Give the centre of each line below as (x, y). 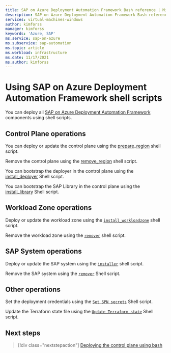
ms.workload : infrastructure (36, 52)
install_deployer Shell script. (35, 176)
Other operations (33, 290)
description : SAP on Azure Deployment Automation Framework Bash (76, 15)
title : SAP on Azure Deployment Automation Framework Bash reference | (83, 10)
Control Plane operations (46, 134)
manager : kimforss (25, 29)
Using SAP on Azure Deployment (76, 87)
